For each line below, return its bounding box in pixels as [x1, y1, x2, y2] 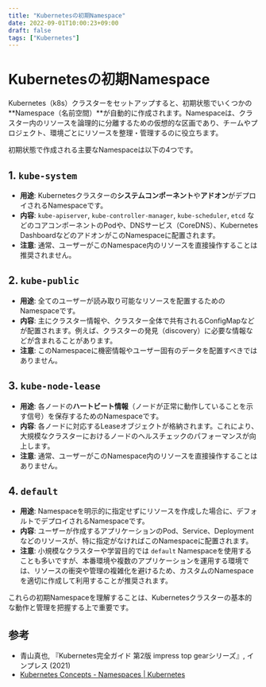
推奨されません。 [19, 250, 76, 259]
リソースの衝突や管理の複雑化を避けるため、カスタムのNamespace [33, 566, 254, 576]
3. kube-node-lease [8, 379, 101, 393]
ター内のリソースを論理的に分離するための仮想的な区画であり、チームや [14, 118, 252, 128]
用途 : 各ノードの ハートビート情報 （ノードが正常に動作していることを [19, 401, 247, 410]
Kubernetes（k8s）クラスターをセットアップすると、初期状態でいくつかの [8, 99, 253, 108]
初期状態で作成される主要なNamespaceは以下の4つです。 [8, 145, 198, 155]
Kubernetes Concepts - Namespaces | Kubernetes [19, 670, 186, 680]
